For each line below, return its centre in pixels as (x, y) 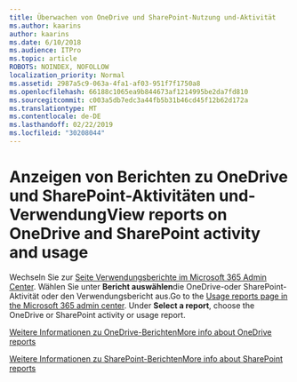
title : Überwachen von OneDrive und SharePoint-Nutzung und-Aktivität (143, 17)
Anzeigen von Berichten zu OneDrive (149, 177)
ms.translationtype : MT (53, 108)
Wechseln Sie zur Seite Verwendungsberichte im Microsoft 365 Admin (138, 277)
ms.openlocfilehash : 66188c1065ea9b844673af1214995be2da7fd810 (129, 92)
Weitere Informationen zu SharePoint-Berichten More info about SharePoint (146, 358)
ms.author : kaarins (45, 26)
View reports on (167, 215)
